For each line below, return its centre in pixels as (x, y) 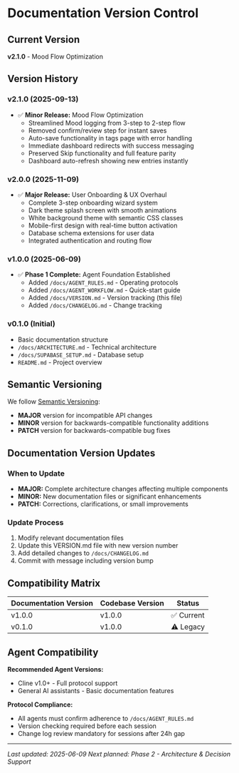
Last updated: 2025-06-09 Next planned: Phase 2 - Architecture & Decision (119, 754)
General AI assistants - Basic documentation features (96, 691)
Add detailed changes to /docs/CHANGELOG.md (83, 553)
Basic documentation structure (63, 339)
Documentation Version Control (103, 13)
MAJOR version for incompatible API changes (85, 416)
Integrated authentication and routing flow (90, 240)
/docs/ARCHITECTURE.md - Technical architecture (87, 347)
